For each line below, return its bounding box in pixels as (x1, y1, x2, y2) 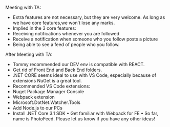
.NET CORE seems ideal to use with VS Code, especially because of (12, 72, 157, 78)
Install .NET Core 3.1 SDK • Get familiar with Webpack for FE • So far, (12, 110, 159, 116)
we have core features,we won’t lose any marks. (12, 20, 115, 26)
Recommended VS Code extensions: (12, 83, 91, 89)
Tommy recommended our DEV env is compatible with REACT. (12, 61, 145, 67)
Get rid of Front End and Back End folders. (12, 67, 102, 73)
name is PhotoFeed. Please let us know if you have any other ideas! (12, 116, 155, 122)
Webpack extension (12, 94, 55, 100)
